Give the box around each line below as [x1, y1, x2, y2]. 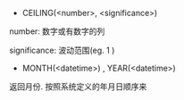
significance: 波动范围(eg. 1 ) [9, 45, 115, 55]
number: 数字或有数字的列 [9, 26, 105, 37]
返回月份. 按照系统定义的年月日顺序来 [9, 81, 147, 92]
